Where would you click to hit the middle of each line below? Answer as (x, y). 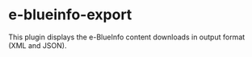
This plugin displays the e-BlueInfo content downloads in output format (127, 37)
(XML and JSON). (38, 45)
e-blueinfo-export (70, 15)
